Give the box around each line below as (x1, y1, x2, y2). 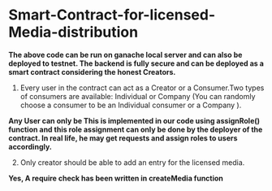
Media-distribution (8, 23, 139, 41)
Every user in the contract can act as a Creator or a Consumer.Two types (19, 83, 265, 93)
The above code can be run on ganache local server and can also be (8, 50, 243, 59)
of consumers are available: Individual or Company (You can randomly (19, 91, 256, 101)
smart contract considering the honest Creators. (8, 67, 176, 76)
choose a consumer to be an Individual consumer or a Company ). (19, 100, 242, 110)
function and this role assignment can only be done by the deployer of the (8, 124, 263, 134)
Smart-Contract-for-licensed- (8, 6, 216, 24)
